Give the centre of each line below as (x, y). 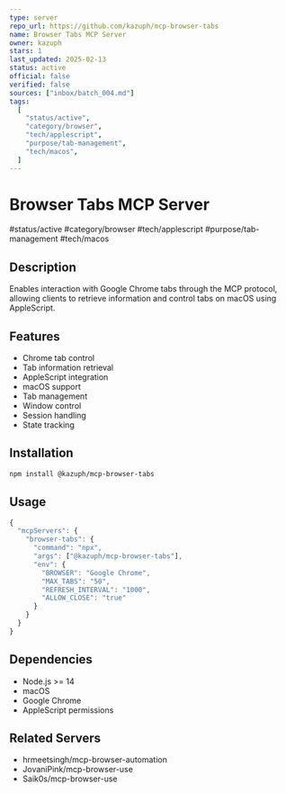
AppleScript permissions (68, 710)
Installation (41, 453)
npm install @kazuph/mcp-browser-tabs (82, 473)
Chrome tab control (58, 358)
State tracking (48, 425)
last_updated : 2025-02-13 (58, 59)
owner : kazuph (36, 43)
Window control (52, 406)
